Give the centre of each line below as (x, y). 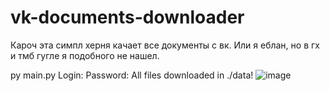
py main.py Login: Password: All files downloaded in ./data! (132, 75)
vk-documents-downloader (127, 17)
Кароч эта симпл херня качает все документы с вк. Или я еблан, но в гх (165, 45)
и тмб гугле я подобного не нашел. (85, 55)
